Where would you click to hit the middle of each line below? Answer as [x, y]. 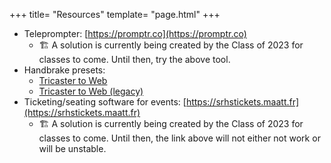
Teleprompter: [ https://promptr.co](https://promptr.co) [135, 33]
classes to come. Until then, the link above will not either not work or [179, 138]
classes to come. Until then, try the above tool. [134, 59]
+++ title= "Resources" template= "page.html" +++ [115, 14]
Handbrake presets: [64, 70]
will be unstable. [72, 148]
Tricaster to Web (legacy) [91, 91]
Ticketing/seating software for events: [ [105, 102]
